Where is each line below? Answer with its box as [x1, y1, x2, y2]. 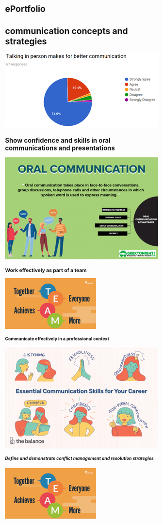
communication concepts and [5, 26, 128, 37]
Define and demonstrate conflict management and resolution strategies [5, 455, 154, 461]
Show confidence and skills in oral [5, 136, 111, 145]
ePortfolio [5, 3, 46, 15]
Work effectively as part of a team [5, 267, 87, 273]
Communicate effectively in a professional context [5, 336, 109, 341]
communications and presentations [5, 144, 115, 152]
